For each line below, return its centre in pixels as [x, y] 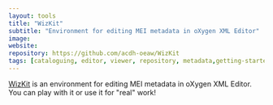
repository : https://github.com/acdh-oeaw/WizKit [94, 53]
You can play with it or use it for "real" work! [82, 92]
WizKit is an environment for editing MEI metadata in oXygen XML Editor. [130, 84]
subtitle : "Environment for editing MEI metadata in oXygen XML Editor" [134, 31]
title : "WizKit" [36, 23]
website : [23, 46]
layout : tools [32, 16]
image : [19, 38]
